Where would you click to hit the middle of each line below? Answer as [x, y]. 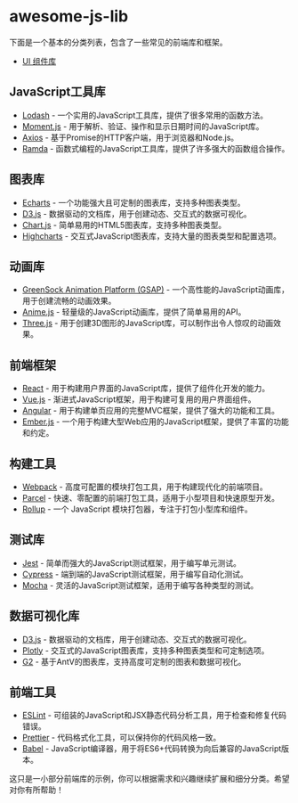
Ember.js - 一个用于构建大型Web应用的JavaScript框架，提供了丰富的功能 [155, 422]
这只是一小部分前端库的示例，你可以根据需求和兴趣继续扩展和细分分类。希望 [149, 779]
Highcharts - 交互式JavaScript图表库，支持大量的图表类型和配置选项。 [152, 236]
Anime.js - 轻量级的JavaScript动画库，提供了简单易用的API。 [134, 312]
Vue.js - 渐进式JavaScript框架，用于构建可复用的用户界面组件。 [139, 399]
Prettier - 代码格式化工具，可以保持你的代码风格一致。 [121, 738]
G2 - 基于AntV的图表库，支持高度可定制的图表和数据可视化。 [134, 661]
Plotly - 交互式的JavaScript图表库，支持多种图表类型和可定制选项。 [145, 650]
